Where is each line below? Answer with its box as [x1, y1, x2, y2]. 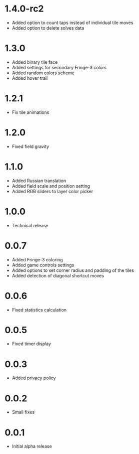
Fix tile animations [11, 109, 49, 115]
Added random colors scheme [11, 70, 74, 76]
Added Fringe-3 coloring [11, 256, 63, 262]
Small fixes [11, 409, 35, 415]
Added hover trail [11, 75, 48, 81]
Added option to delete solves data [11, 25, 84, 31]
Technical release [11, 222, 48, 228]
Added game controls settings [11, 262, 74, 268]
